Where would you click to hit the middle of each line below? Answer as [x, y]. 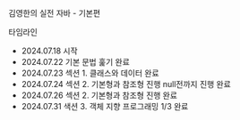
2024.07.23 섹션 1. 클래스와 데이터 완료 [90, 73]
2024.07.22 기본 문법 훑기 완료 [76, 62]
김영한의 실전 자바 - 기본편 [54, 13]
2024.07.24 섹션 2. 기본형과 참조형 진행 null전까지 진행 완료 [126, 84]
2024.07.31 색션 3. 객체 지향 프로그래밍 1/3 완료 [105, 106]
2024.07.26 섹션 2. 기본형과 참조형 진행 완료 [99, 95]
